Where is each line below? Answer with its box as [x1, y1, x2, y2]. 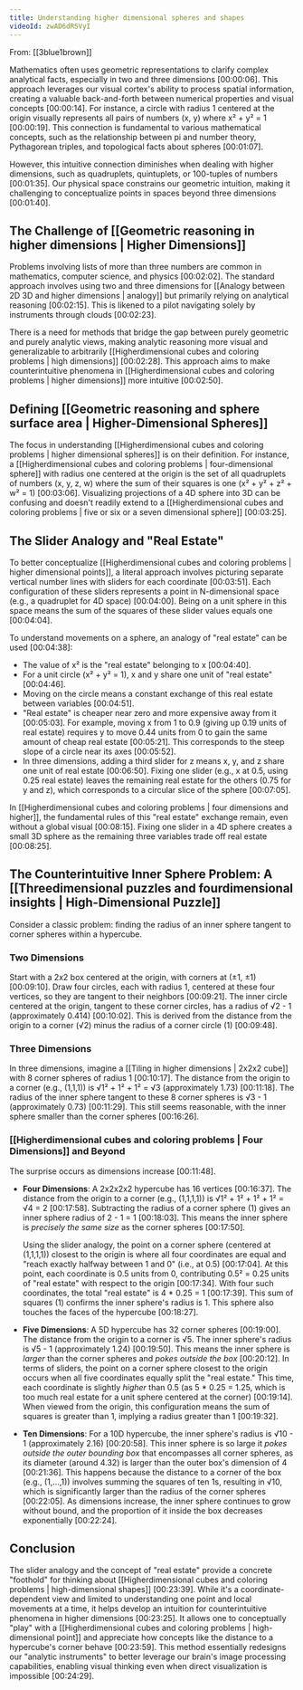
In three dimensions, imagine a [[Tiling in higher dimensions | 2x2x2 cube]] [9, 1063, 289, 1074]
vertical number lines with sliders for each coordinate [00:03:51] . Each [9, 576, 271, 587]
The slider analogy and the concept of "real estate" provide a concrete [9, 1565, 273, 1576]
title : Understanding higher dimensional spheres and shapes [9, 13, 245, 23]
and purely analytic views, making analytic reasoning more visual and [9, 337, 269, 348]
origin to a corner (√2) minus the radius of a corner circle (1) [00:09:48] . [9, 1020, 278, 1031]
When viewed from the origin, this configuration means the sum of [22, 1400, 270, 1412]
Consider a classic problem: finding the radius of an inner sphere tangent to [9, 919, 291, 930]
